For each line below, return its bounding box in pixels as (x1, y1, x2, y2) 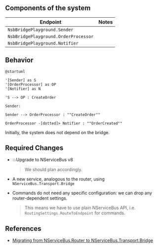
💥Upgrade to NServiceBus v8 (12, 157, 73, 163)
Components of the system (5, 4, 91, 12)
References (5, 224, 41, 233)
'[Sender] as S (5, 77, 37, 83)
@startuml (5, 69, 26, 74)
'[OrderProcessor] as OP (5, 82, 56, 87)
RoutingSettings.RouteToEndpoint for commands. (24, 210, 125, 216)
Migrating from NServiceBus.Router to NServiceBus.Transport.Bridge (12, 238, 154, 244)
